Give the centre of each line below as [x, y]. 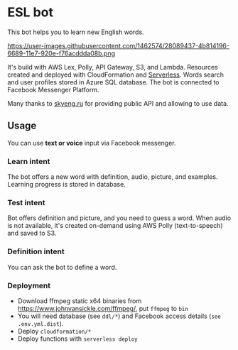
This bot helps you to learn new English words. [76, 32]
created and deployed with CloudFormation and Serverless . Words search [115, 75]
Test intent [26, 202]
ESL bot [30, 12]
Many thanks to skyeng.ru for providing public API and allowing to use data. [118, 103]
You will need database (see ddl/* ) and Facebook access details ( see [119, 316]
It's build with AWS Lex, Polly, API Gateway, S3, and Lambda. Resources [113, 67]
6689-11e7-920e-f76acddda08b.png [61, 53]
